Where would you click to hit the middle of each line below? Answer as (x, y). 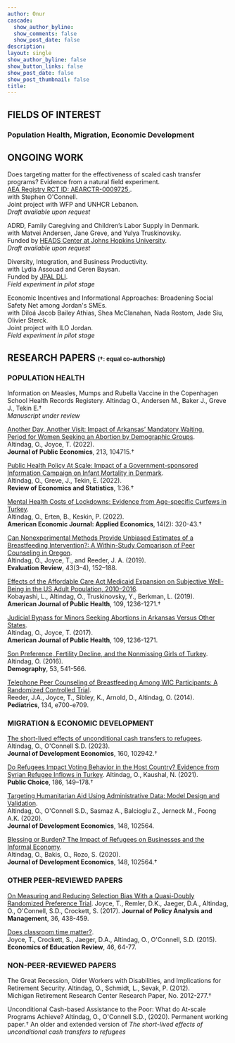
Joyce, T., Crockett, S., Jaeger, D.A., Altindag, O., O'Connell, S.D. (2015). (112, 939)
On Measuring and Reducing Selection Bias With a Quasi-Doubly (101, 896)
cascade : (20, 20)
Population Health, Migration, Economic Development (101, 135)
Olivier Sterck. (28, 320)
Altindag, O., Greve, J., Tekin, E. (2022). (64, 481)
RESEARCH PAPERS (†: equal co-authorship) (86, 357)
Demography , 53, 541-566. (47, 669)
